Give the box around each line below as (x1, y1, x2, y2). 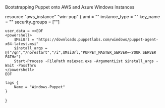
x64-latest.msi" (5, 41, 39, 46)
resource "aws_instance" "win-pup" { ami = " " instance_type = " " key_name (5, 14, 160, 19)
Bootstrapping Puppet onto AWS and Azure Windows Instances (5, 4, 135, 10)
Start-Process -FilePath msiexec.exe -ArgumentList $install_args (14, 59, 154, 64)
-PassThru (16, 63, 37, 68)
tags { (5, 80, 19, 85)
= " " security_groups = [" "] (5, 19, 60, 25)
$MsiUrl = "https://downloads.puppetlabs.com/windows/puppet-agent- (14, 37, 159, 42)
